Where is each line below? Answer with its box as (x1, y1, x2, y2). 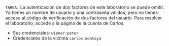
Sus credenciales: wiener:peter (12, 30, 79, 35)
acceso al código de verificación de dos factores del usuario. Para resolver (5, 15, 162, 20)
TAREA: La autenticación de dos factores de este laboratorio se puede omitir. (5, 4, 164, 10)
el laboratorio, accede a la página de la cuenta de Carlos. (5, 20, 125, 26)
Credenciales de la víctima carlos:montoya (12, 35, 102, 41)
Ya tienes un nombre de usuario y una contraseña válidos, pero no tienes (5, 9, 158, 15)
